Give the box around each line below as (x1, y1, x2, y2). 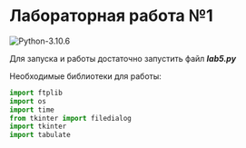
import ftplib (9, 88, 64, 97)
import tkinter (9, 122, 67, 132)
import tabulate (9, 131, 71, 140)
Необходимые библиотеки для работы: (9, 70, 162, 82)
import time (9, 105, 54, 114)
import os (9, 96, 47, 105)
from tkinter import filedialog (9, 113, 132, 123)
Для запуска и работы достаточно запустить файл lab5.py (9, 53, 237, 64)
